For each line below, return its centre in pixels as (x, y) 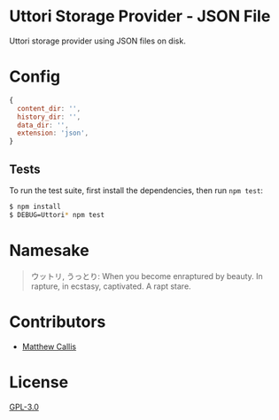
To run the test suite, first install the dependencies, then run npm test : (136, 190)
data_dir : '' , (43, 125)
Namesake (50, 250)
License (39, 382)
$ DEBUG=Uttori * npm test (57, 214)
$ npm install (35, 206)
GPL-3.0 (24, 407)
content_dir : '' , (49, 108)
